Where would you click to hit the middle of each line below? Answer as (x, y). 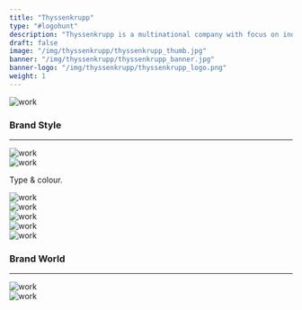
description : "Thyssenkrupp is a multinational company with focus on (144, 34)
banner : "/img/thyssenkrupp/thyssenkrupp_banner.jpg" (112, 59)
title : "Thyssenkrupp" (52, 18)
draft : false (34, 43)
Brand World (37, 259)
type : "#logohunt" (44, 26)
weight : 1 (28, 76)
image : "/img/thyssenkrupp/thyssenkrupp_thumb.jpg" (108, 51)
